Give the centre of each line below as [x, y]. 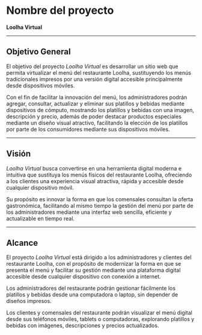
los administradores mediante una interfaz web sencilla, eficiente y [89, 212]
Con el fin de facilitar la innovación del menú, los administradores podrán [97, 97]
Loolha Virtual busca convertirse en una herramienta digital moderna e [94, 168]
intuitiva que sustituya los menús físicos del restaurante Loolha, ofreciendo [99, 175]
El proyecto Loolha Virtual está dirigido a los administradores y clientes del [99, 257]
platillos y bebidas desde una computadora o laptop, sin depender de [92, 295]
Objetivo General [38, 52]
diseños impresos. [29, 301]
